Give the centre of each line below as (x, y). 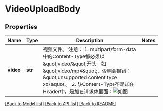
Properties (21, 27)
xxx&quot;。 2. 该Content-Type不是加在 (89, 84)
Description (90, 40)
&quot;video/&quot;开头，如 (75, 64)
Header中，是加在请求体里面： (78, 91)
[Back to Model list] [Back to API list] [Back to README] (61, 104)
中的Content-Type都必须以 (74, 56)
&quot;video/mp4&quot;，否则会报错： (87, 71)
